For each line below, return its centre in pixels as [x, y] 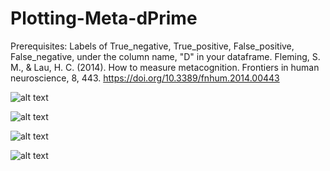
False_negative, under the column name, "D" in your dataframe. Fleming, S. [165, 56]
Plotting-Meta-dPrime [104, 18]
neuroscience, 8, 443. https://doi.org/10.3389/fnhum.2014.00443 [145, 78]
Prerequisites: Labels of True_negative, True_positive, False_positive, [152, 46]
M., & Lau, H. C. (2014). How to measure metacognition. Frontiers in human [165, 67]
